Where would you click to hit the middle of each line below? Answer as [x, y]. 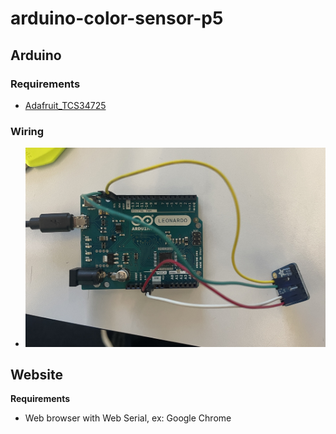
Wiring [27, 131]
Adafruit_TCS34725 [65, 105]
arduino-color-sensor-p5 [117, 18]
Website [36, 374]
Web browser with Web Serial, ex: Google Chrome [128, 418]
